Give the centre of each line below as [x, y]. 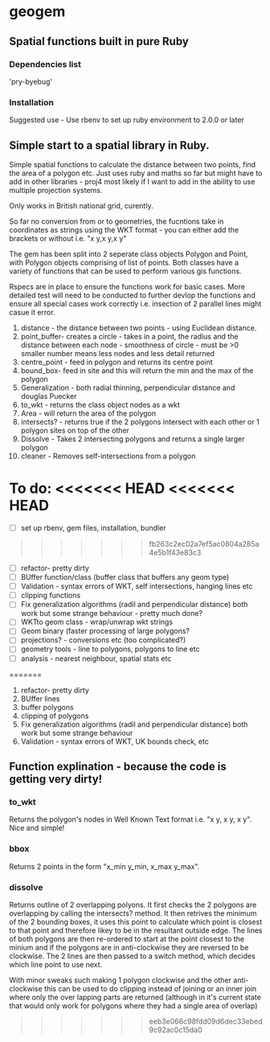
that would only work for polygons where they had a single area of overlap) [133, 1005]
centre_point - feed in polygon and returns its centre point [117, 362]
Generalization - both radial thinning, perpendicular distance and [128, 388]
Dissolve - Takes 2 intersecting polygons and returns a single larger [133, 439]
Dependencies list [45, 64]
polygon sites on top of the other [75, 430]
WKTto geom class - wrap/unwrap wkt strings [97, 622]
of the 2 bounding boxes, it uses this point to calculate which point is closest [136, 921]
